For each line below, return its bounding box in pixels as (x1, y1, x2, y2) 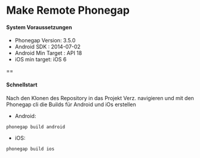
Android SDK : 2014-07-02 (14, 43, 81, 51)
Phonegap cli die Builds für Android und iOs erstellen (6, 101, 136, 108)
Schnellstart (6, 81, 38, 88)
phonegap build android (6, 123, 66, 130)
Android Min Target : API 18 (14, 49, 82, 57)
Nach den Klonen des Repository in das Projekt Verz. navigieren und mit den (6, 94, 194, 101)
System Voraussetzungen (6, 23, 72, 30)
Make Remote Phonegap (6, 4, 130, 17)
